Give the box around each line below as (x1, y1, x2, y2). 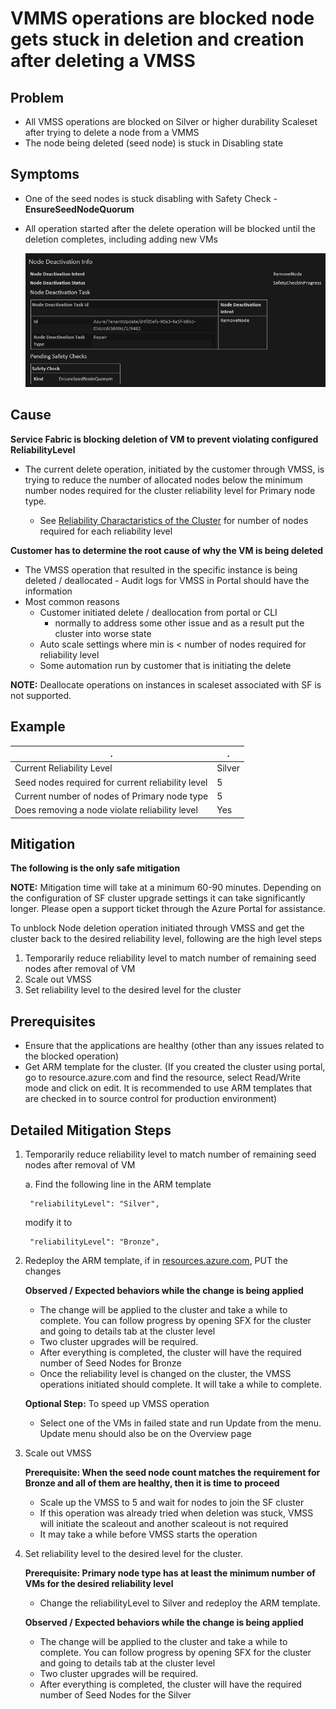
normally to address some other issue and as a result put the (54, 617, 305, 629)
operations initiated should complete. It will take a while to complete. (39, 1378, 323, 1391)
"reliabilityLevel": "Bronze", (29, 1237, 160, 1247)
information (24, 585, 73, 597)
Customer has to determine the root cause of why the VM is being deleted (10, 544, 324, 556)
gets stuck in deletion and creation (10, 28, 305, 51)
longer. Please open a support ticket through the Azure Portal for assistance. (10, 903, 327, 915)
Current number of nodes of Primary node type (14, 790, 209, 802)
